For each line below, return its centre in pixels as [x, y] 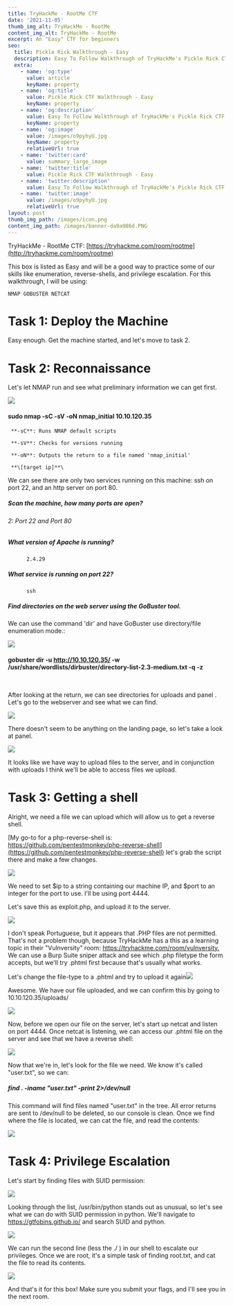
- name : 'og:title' [48, 91]
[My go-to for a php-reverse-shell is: [60, 837]
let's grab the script [194, 852]
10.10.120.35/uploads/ [38, 997]
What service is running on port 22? [60, 574]
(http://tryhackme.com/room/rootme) [61, 253]
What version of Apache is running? [61, 542]
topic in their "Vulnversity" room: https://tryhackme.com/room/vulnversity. [114, 947]
